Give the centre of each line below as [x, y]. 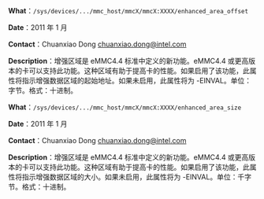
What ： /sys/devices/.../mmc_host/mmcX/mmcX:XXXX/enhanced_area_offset [128, 11]
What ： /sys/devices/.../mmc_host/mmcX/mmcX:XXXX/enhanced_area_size [125, 107]
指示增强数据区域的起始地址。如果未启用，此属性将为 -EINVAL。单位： [137, 81]
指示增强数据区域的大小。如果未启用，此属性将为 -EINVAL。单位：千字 [137, 177]
